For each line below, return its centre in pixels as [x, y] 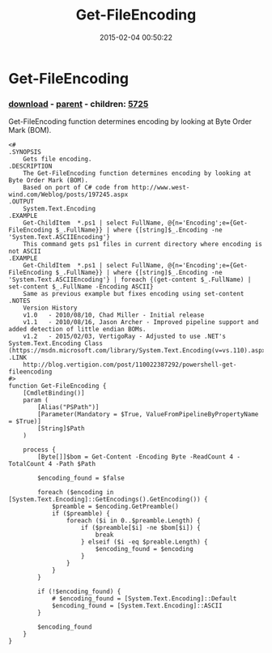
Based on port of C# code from [76, 188]
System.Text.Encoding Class [56, 344]
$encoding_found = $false [81, 478]
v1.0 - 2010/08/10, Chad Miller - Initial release [114, 315]
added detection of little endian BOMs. [78, 330]
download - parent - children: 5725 [79, 104]
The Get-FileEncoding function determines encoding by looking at [137, 173]
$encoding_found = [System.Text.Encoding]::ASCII [137, 606]
